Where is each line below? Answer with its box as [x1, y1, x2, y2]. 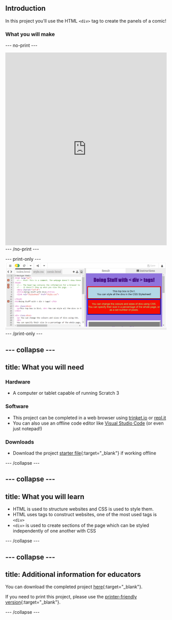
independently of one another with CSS [12, 528, 96, 534]
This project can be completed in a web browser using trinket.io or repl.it [12, 414, 166, 421]
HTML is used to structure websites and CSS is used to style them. [12, 506, 154, 512]
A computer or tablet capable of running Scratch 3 [12, 390, 119, 396]
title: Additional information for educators [5, 570, 141, 579]
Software [5, 403, 29, 410]
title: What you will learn [5, 492, 84, 501]
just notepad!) [12, 425, 42, 431]
